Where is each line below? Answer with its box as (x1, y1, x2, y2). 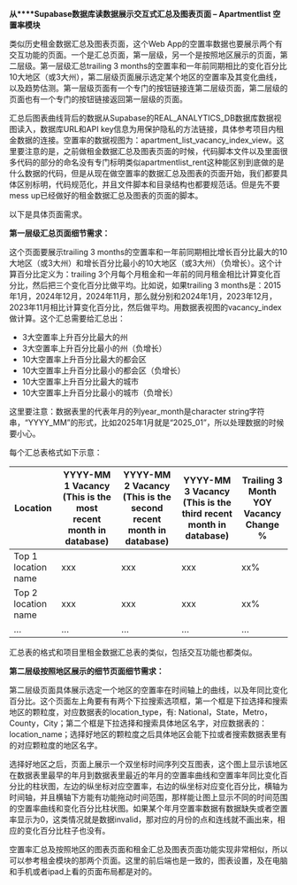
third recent (181, 508, 232, 519)
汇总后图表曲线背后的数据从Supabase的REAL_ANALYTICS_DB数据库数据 (9, 113, 274, 123)
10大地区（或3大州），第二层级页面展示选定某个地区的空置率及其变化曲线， (9, 72, 282, 82)
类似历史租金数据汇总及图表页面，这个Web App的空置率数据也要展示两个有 (9, 39, 283, 49)
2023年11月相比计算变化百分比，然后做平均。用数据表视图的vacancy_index (9, 302, 282, 313)
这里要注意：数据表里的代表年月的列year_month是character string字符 (9, 407, 265, 416)
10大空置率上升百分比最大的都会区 (21, 354, 148, 364)
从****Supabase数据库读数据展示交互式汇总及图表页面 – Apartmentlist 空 (9, 9, 281, 19)
